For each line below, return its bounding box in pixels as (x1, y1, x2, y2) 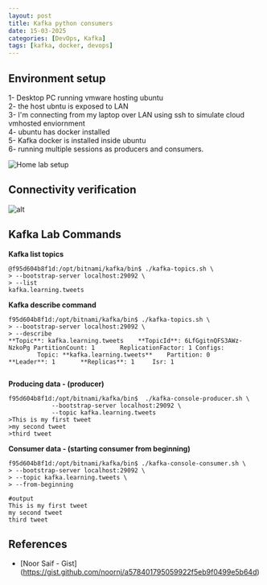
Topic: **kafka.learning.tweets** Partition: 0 (37, 351, 211, 359)
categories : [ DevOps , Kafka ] (8, 34, 106, 43)
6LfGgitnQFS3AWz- (184, 336, 243, 344)
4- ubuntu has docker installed (8, 126, 110, 137)
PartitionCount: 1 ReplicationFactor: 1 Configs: (33, 344, 225, 352)
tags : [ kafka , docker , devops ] (8, 42, 113, 50)
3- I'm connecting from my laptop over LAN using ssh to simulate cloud (8, 109, 245, 119)
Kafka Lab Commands (8, 228, 122, 241)
